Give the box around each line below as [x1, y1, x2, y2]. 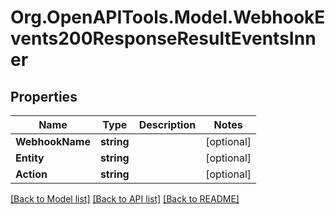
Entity [15, 151, 45, 165]
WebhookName [15, 135, 91, 148]
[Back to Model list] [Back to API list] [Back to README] [10, 193, 240, 205]
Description [138, 118, 197, 131]
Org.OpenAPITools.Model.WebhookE [10, 6, 326, 29]
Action [15, 167, 48, 181]
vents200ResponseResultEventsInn [10, 27, 317, 50]
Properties [10, 88, 78, 105]
